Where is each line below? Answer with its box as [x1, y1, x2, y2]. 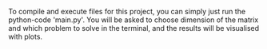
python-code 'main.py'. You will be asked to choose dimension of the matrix [8, 15, 259, 24]
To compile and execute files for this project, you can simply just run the [8, 7, 246, 16]
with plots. [8, 32, 42, 41]
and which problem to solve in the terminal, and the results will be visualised [8, 24, 260, 32]
